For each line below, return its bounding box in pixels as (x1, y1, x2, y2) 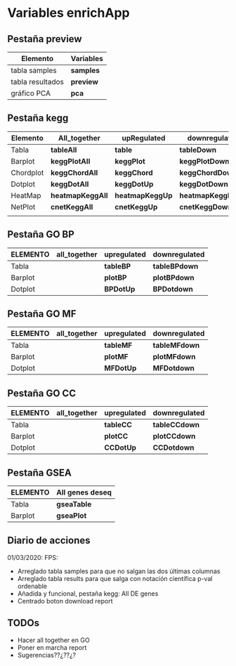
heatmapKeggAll (50, 190, 108, 200)
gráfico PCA (11, 89, 51, 98)
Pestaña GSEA (7, 466, 72, 478)
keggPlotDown (179, 156, 230, 166)
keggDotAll (50, 179, 89, 189)
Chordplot (11, 167, 44, 177)
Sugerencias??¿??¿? (17, 651, 77, 659)
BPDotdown (152, 284, 193, 294)
